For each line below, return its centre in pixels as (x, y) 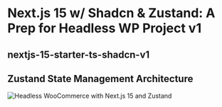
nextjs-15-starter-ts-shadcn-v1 (79, 55)
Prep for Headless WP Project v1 (104, 28)
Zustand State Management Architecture (100, 79)
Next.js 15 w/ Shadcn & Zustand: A (111, 13)
